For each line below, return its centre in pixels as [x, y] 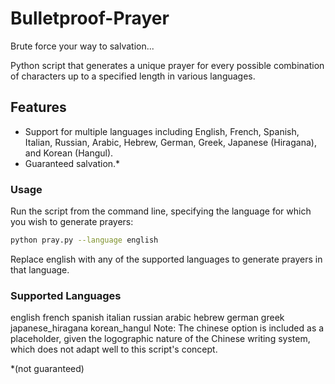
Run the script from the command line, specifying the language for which [161, 211]
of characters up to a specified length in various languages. [133, 76]
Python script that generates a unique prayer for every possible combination [167, 65]
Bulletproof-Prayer [90, 18]
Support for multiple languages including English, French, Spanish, [162, 131]
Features [38, 107]
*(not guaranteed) [47, 369]
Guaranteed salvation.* [72, 163]
